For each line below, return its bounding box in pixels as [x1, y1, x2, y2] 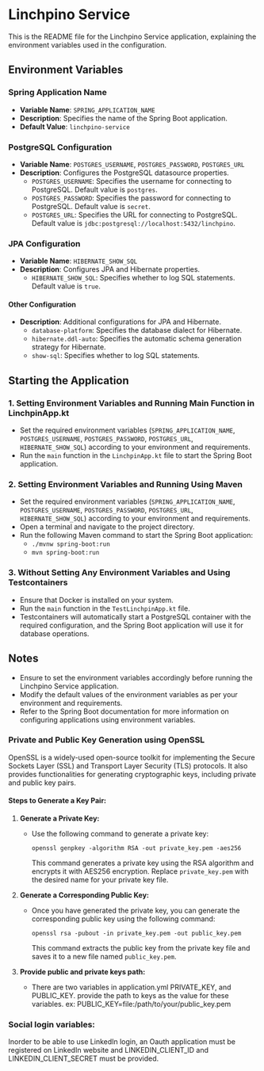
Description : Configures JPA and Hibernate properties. [19, 265, 201, 274]
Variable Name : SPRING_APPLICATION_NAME [19, 105, 156, 114]
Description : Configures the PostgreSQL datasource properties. [19, 168, 230, 177]
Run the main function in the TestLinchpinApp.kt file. [19, 604, 190, 613]
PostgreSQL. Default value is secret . [31, 201, 151, 211]
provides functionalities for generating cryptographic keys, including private [8, 769, 256, 779]
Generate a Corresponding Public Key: [19, 890, 149, 900]
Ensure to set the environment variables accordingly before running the [19, 673, 253, 682]
